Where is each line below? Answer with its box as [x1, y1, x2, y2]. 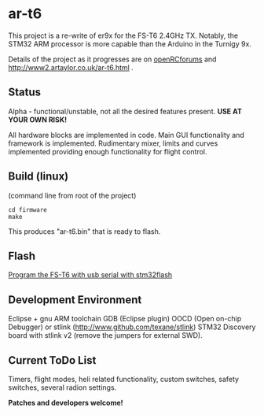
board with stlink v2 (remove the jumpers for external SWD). [8, 331, 203, 340]
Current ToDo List [8, 354, 97, 367]
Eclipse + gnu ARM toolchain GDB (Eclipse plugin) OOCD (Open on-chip [8, 314, 242, 324]
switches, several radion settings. [8, 383, 117, 392]
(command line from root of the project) [8, 191, 137, 200]
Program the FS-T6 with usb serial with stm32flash [8, 270, 173, 280]
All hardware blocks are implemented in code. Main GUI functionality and [8, 130, 245, 139]
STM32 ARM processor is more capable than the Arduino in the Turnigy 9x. [8, 39, 251, 48]
